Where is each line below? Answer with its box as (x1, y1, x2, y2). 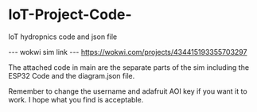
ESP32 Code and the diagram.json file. (8, 71, 135, 80)
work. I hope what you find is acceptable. (8, 95, 144, 104)
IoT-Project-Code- (8, 6, 133, 24)
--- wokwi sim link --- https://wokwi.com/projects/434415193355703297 (8, 47, 247, 56)
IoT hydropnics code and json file (8, 32, 118, 41)
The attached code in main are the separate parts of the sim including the (8, 62, 249, 72)
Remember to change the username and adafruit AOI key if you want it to (8, 86, 248, 96)
